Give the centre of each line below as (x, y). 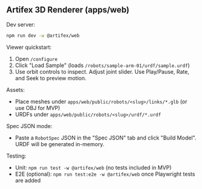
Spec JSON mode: (29, 126)
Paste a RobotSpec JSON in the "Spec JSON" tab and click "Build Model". (106, 138)
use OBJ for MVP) (37, 107)
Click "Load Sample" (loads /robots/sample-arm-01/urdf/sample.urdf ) (103, 65)
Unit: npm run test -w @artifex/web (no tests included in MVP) (93, 167)
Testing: (16, 156)
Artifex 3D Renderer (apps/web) (68, 10)
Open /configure (36, 59)
